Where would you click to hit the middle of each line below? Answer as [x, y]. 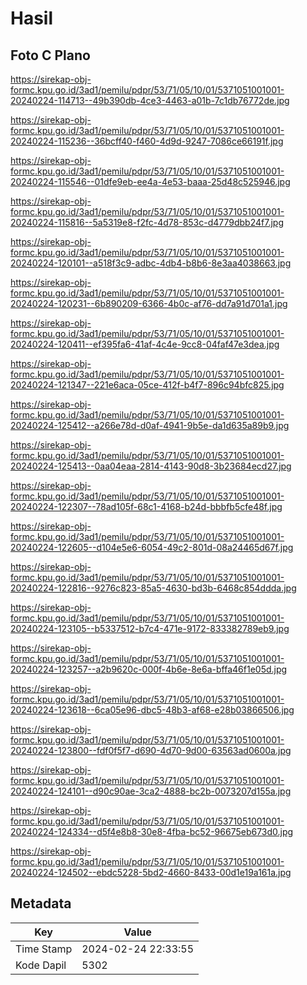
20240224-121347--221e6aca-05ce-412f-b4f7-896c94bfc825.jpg [147, 385]
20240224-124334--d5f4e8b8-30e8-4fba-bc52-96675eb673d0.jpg [152, 831]
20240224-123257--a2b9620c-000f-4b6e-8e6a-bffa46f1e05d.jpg [149, 669]
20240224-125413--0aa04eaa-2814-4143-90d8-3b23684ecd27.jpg [151, 466]
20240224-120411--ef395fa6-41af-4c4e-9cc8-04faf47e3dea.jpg [145, 344]
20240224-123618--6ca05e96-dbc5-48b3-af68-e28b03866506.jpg [152, 710]
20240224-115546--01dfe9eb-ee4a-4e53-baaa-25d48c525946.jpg [150, 181]
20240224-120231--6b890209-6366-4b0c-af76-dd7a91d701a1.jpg [149, 303]
